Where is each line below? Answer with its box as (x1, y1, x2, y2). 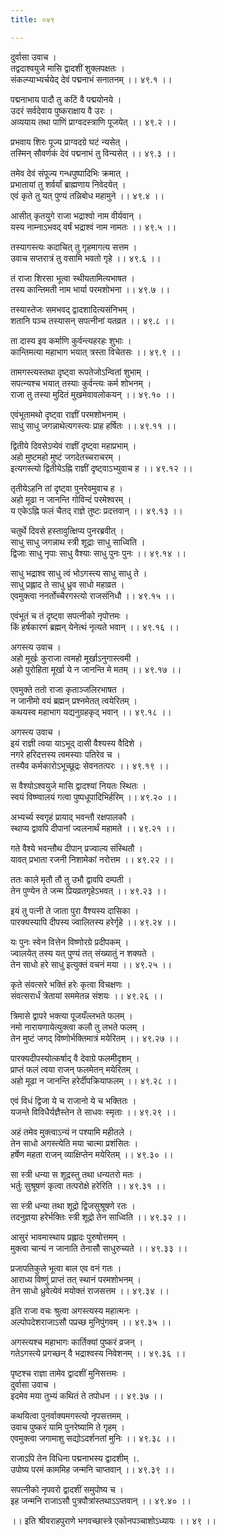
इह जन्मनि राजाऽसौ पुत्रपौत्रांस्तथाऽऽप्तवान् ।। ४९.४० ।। (10, 1494, 192, 1506)
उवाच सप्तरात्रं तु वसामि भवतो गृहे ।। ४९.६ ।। (10, 252, 162, 264)
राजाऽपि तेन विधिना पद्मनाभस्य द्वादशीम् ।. (10, 1452, 140, 1464)
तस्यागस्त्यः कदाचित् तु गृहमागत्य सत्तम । (10, 241, 138, 253)
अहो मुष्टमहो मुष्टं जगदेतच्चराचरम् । (10, 451, 122, 463)
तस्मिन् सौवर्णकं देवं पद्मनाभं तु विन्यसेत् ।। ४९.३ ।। (10, 147, 177, 159)
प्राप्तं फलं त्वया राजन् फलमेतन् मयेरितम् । (10, 1063, 140, 1075)
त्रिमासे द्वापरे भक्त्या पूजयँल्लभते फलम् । (10, 1009, 133, 1021)
